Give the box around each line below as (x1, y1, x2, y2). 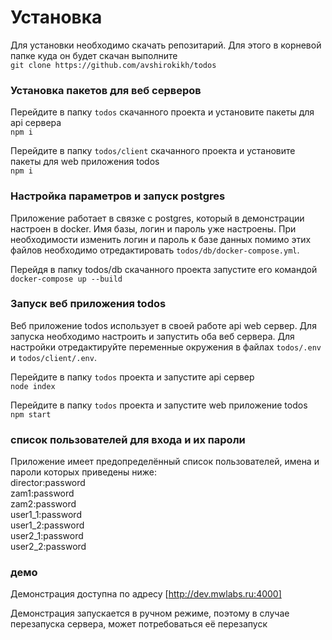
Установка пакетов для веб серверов (10, 83, 202, 97)
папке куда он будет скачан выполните (10, 49, 178, 61)
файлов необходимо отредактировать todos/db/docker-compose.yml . (10, 244, 300, 256)
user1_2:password (10, 519, 85, 531)
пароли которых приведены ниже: (10, 466, 158, 478)
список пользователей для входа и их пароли (10, 432, 246, 446)
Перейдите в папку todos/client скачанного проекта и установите (10, 145, 296, 157)
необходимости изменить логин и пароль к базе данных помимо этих (10, 233, 312, 245)
